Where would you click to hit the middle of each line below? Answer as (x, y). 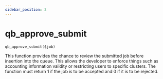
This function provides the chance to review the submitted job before (74, 56)
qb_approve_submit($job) (30, 47)
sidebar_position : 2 (26, 10)
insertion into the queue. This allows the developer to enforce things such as (82, 61)
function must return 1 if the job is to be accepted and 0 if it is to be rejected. (82, 71)
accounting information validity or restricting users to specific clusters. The (80, 66)
